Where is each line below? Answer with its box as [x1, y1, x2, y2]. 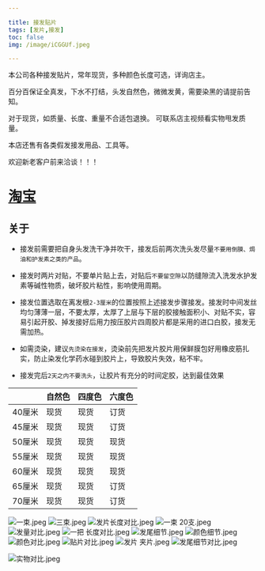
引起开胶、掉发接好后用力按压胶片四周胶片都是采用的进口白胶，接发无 [26, 317, 256, 327]
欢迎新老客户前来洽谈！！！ [8, 157, 99, 167]
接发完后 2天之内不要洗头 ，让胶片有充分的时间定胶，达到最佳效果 [19, 371, 225, 380]
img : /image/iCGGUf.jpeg [8, 40, 90, 48]
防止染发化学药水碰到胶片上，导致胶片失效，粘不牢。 [33, 354, 207, 364]
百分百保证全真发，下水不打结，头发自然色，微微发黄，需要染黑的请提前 [8, 87, 244, 96]
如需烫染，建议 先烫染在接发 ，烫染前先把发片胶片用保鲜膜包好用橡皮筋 [19, 344, 243, 354]
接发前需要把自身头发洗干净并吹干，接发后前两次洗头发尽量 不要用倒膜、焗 [19, 244, 256, 254]
